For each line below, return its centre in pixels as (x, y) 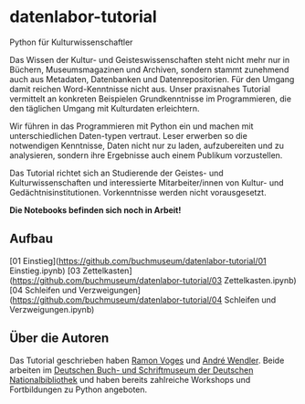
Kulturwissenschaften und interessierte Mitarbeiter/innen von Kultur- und (147, 182)
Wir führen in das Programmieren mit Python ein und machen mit (131, 126)
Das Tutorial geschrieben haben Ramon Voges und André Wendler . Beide (147, 360)
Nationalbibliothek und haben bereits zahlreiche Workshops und (130, 379)
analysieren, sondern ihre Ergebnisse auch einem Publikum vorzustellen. (146, 155)
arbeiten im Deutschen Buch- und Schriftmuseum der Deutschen (131, 370)
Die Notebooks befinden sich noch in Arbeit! (95, 210)
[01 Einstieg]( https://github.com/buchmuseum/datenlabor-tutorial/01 (138, 260)
